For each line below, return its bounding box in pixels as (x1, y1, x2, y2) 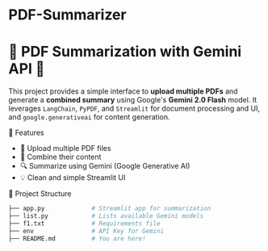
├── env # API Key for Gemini (8, 227, 164, 235)
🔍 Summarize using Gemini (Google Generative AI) (19, 161, 191, 171)
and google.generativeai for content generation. (8, 112, 171, 122)
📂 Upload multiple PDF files (19, 144, 111, 153)
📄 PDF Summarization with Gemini (8, 43, 242, 61)
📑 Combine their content (19, 152, 102, 162)
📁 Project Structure (8, 189, 72, 199)
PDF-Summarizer (8, 6, 127, 24)
